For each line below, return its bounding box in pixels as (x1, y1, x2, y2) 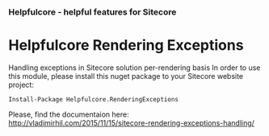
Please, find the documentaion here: (8, 109, 129, 119)
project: (8, 80, 35, 89)
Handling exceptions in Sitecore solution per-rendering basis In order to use (8, 63, 261, 72)
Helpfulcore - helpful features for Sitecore (8, 6, 177, 18)
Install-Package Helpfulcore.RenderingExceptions (8, 95, 179, 103)
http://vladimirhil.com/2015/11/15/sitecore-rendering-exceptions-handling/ (8, 117, 254, 127)
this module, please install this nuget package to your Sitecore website (8, 71, 244, 80)
